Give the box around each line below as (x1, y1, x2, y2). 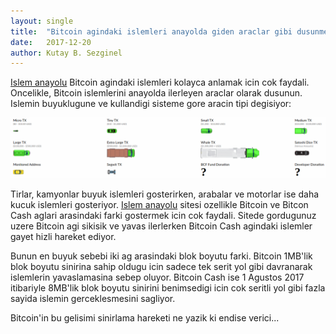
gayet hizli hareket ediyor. (10, 230, 117, 242)
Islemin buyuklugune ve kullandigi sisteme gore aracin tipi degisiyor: (10, 98, 292, 110)
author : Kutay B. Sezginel (10, 48, 123, 58)
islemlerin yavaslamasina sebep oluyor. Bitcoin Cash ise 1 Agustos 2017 (10, 271, 305, 283)
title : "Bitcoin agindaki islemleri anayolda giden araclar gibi (10, 26, 293, 37)
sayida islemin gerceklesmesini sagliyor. (10, 292, 176, 304)
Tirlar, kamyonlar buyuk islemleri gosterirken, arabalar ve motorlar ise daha (10, 188, 320, 200)
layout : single (10, 16, 74, 26)
